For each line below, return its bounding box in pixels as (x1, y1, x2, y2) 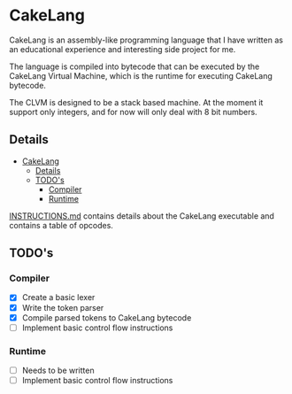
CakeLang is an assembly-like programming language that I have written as (9, 35, 283, 45)
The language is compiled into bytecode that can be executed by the (9, 61, 260, 72)
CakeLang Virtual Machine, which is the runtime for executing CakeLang (9, 70, 273, 81)
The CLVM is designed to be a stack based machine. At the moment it (9, 97, 264, 107)
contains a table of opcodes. (9, 220, 113, 230)
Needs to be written (21, 365, 95, 375)
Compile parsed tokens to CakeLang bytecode (21, 312, 192, 323)
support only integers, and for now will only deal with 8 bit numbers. (9, 106, 258, 117)
